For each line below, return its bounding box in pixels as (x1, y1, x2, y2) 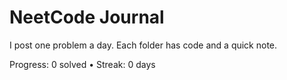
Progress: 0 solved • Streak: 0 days (9, 58, 156, 70)
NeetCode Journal (9, 6, 165, 29)
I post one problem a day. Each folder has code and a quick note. (9, 39, 278, 51)
